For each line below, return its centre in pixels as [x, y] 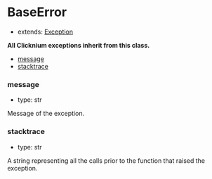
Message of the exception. [46, 114]
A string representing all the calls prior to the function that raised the [106, 160]
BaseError [37, 12]
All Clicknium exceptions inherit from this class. [79, 45]
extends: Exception [45, 32]
